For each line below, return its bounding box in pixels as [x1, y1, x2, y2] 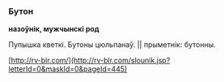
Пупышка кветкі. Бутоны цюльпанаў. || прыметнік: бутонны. [8, 40, 216, 50]
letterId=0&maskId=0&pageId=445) [8, 64, 128, 74]
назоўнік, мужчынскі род [8, 24, 99, 34]
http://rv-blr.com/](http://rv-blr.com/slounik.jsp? [11, 55, 171, 66]
